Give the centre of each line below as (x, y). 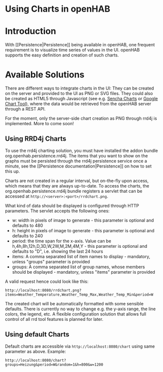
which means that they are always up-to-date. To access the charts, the (77, 186)
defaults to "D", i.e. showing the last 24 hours (57, 251)
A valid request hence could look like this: (47, 281)
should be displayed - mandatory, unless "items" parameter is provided (84, 272)
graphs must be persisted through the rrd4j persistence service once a (76, 161)
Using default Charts (37, 335)
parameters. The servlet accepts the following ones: (57, 211)
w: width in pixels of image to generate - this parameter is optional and (83, 220)
